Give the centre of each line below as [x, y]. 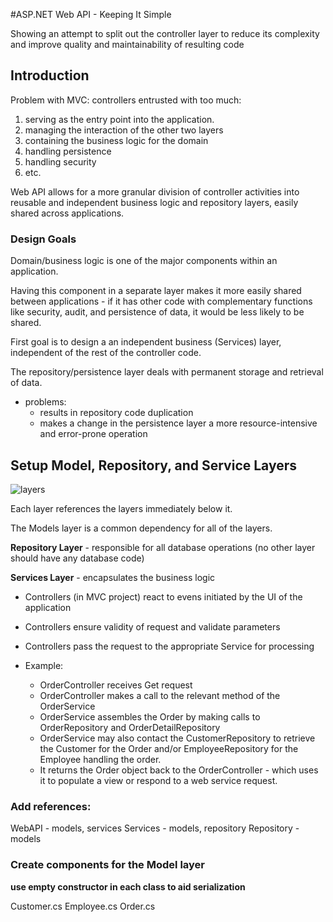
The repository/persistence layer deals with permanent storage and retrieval [167, 372]
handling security [60, 161]
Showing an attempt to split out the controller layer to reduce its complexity [165, 33]
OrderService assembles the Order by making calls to [150, 716]
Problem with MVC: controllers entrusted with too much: [126, 100]
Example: [44, 665]
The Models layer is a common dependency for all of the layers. [141, 528]
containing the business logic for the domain [116, 140]
